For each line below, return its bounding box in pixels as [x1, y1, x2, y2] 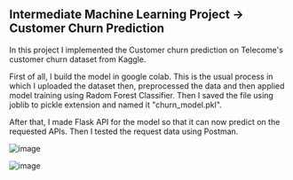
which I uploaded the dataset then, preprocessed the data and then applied [9, 80, 285, 91]
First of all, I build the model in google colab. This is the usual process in [9, 71, 273, 82]
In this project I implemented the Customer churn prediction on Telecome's [9, 44, 284, 55]
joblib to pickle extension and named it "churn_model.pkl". [9, 99, 222, 110]
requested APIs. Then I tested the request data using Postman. [9, 126, 239, 137]
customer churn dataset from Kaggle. [9, 53, 146, 65]
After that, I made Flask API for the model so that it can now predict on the [9, 116, 281, 127]
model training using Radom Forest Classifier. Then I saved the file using [9, 90, 273, 100]
